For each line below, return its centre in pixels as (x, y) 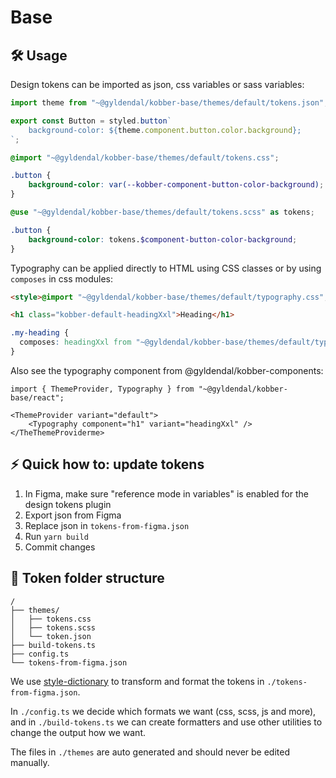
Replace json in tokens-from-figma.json (107, 525)
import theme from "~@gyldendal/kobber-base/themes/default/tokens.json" (167, 103)
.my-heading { (40, 333)
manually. (30, 762)
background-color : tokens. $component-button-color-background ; (163, 239)
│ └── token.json (51, 636)
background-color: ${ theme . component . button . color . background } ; (165, 130)
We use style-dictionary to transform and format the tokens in (137, 681)
